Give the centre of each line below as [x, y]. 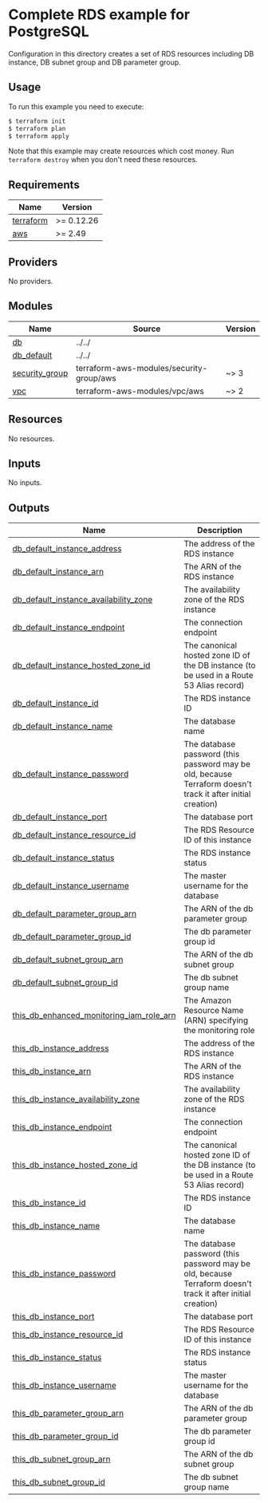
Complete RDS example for [99, 15]
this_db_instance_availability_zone [76, 1099]
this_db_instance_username [65, 1386]
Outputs [29, 508]
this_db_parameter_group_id [65, 1436]
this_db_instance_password [64, 1274]
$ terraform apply [39, 136]
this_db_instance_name [56, 1226]
